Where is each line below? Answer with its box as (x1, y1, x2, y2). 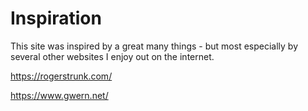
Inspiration (10, 7, 102, 30)
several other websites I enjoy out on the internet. (10, 50, 215, 62)
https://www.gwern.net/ (10, 89, 109, 101)
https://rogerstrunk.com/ (10, 70, 113, 82)
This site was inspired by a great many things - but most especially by (10, 40, 299, 52)
